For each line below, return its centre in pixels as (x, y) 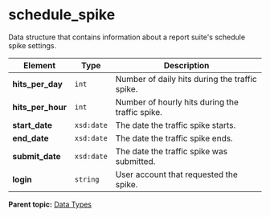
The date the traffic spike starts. (176, 125)
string (87, 179)
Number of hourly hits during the (177, 102)
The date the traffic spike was (171, 151)
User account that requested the (177, 174)
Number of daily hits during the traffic (186, 79)
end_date (31, 138)
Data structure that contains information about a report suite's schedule (127, 37)
